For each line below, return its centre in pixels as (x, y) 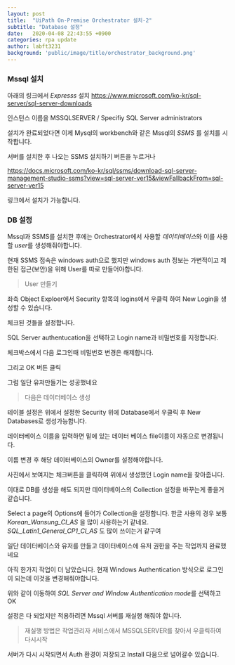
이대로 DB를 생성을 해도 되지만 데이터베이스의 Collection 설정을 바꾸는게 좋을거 (116, 490)
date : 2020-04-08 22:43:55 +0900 (59, 33)
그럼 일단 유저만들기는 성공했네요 (53, 382)
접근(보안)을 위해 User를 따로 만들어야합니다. (82, 269)
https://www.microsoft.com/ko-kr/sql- (146, 96)
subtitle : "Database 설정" (45, 27)
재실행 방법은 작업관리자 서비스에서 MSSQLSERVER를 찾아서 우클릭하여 (123, 631)
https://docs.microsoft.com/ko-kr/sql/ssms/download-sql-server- (102, 171)
